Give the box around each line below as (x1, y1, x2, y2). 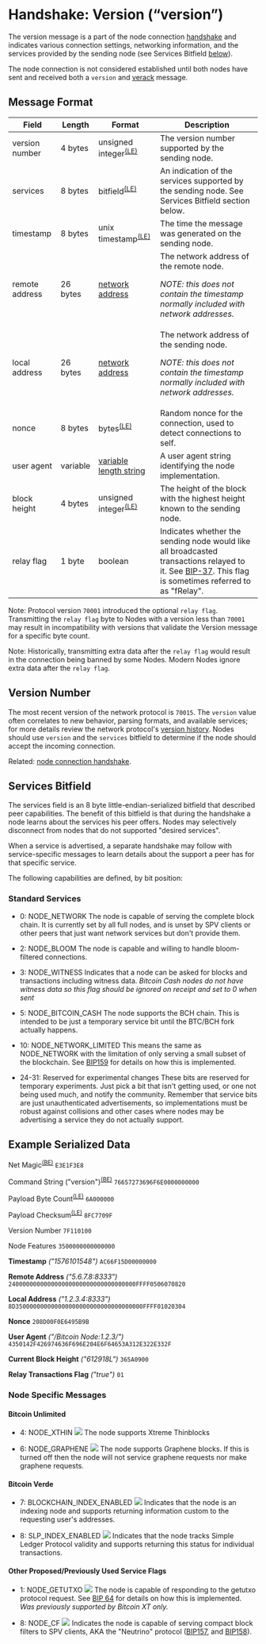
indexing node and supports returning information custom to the (19, 1507, 230, 1516)
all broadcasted (159, 546, 218, 557)
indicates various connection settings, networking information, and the (8, 40, 239, 49)
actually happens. (19, 1025, 78, 1034)
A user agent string (159, 450, 231, 461)
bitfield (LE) (98, 184, 137, 197)
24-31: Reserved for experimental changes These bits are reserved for (19, 1072, 250, 1082)
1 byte (60, 555, 85, 566)
